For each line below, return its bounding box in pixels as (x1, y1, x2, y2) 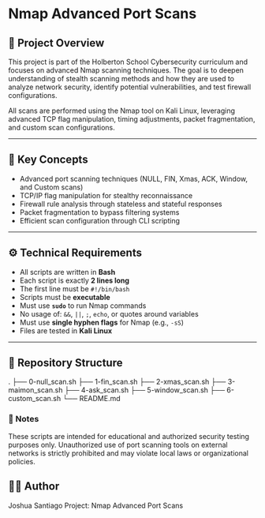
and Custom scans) (19, 182, 84, 192)
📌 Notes (8, 414, 39, 425)
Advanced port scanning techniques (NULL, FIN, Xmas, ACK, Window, (19, 174, 248, 183)
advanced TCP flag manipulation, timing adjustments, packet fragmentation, (8, 114, 256, 123)
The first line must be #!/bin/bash (19, 283, 130, 293)
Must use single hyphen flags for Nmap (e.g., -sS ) (19, 317, 184, 327)
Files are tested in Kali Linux (19, 325, 113, 336)
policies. (8, 456, 35, 466)
